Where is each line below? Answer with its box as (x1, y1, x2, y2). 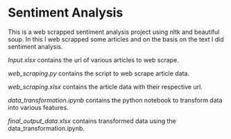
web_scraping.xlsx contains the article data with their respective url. (8, 82, 203, 91)
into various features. (8, 103, 69, 111)
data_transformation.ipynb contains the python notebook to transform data (8, 95, 223, 104)
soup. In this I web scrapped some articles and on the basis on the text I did (8, 35, 224, 43)
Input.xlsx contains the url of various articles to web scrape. (8, 55, 179, 64)
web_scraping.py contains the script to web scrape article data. (8, 69, 190, 77)
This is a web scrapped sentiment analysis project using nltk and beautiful (8, 28, 220, 36)
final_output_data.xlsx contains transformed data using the (8, 116, 176, 125)
